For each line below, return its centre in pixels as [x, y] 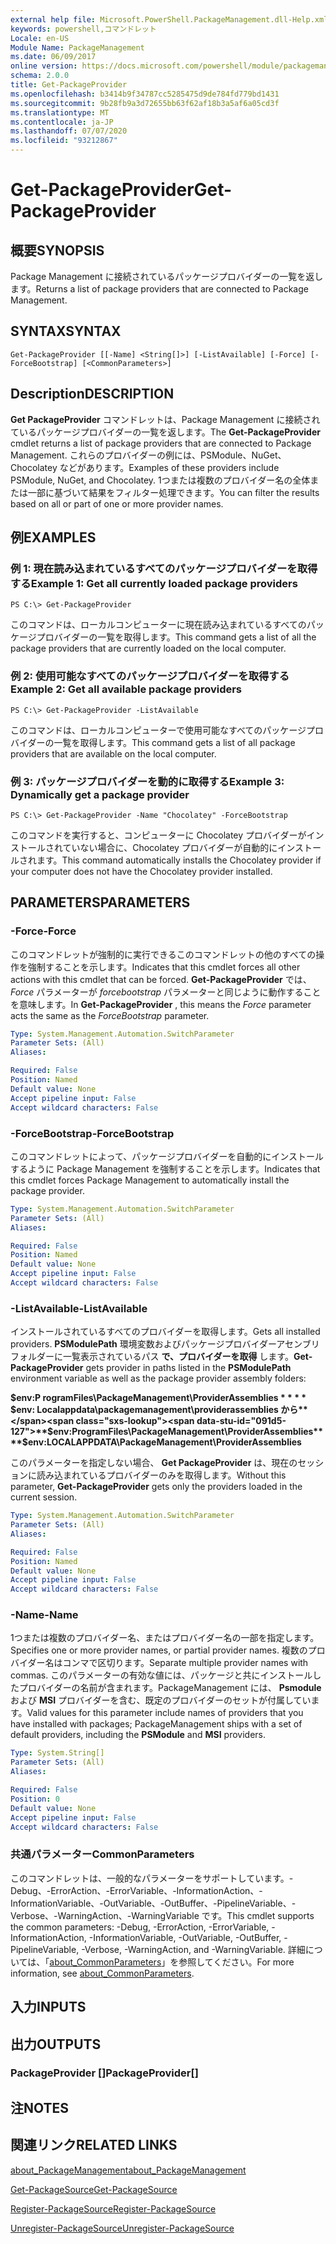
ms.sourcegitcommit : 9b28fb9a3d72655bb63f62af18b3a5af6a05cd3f [145, 103]
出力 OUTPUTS [56, 2044]
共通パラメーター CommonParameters [102, 1854]
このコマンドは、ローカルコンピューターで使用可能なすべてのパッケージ [158, 730]
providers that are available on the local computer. [113, 753]
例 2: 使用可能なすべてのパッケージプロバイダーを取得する [150, 676]
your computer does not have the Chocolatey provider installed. [141, 871]
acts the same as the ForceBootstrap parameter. [110, 1015]
